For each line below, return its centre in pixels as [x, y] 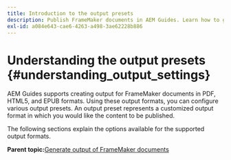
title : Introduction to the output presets [70, 13]
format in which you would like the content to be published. [91, 116]
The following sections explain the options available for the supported [106, 129]
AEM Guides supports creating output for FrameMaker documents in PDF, [112, 94]
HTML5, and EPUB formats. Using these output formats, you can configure [113, 101]
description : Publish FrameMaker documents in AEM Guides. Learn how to [113, 20]
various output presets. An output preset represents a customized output [110, 108]
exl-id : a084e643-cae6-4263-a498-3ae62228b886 [75, 26]
